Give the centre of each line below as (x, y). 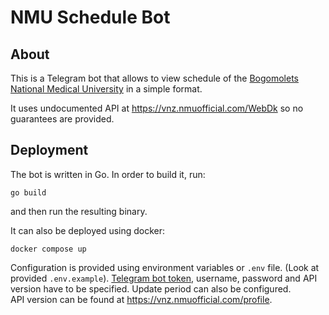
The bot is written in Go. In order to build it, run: (108, 174)
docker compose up (48, 249)
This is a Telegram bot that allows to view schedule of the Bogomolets (154, 78)
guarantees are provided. (62, 119)
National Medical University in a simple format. (106, 89)
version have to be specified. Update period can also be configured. (151, 288)
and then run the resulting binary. (79, 211)
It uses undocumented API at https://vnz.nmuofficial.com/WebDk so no (157, 108)
